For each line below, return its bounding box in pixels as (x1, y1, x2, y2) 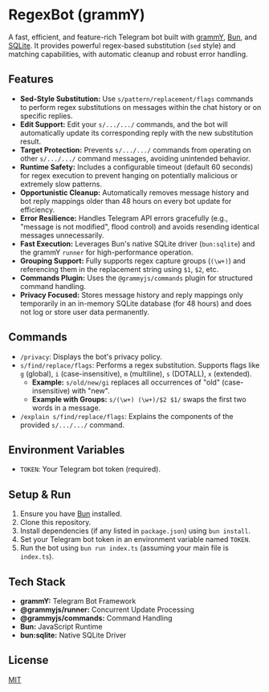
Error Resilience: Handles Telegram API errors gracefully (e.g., (19, 213, 229, 222)
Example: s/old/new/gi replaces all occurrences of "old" (31, 377, 221, 387)
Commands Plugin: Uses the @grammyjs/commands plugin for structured (19, 273, 253, 283)
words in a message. (31, 403, 101, 413)
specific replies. (19, 111, 73, 120)
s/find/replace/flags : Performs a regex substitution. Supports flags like (19, 360, 260, 370)
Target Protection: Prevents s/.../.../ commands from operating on (19, 145, 251, 154)
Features (8, 72, 54, 86)
